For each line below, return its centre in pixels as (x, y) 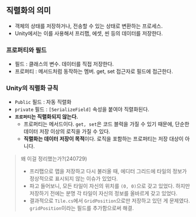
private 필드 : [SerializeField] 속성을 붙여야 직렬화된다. (82, 109)
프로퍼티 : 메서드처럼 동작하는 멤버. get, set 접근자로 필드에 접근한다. (94, 71)
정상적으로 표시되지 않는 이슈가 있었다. (73, 179)
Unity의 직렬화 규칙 (32, 88)
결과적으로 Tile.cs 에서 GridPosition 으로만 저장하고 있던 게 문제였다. (110, 201)
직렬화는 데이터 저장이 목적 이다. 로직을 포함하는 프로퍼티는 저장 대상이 (104, 139)
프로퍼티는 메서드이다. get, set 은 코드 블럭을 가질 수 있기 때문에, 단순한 (107, 124)
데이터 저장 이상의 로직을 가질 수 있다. (67, 131)
